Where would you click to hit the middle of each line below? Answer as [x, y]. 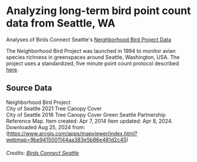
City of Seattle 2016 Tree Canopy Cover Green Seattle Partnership [86, 114]
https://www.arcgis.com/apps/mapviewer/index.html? [73, 133]
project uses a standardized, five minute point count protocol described [93, 63]
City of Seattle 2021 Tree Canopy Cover [54, 108]
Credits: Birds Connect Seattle [43, 153]
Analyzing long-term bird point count [98, 11]
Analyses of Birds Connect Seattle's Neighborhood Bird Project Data [89, 39]
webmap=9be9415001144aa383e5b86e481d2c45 [66, 140]
